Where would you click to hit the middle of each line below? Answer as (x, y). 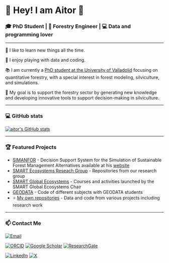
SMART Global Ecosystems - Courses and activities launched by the (83, 182)
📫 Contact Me (23, 223)
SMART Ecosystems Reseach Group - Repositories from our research (84, 171)
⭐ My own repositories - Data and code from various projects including (86, 198)
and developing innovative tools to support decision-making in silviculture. (82, 98)
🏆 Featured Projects (31, 147)
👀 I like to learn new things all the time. (45, 50)
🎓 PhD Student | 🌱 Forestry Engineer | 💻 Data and (68, 26)
